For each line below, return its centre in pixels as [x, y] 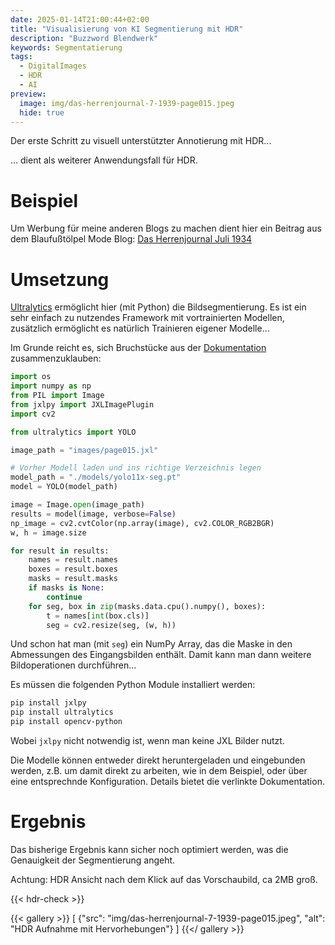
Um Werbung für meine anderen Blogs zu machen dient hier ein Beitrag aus [166, 228]
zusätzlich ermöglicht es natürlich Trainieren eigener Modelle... [140, 328]
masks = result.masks [73, 579]
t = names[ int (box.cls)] [98, 616]
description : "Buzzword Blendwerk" [84, 38]
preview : [28, 94]
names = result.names [73, 560]
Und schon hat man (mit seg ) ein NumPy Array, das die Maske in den [151, 644]
